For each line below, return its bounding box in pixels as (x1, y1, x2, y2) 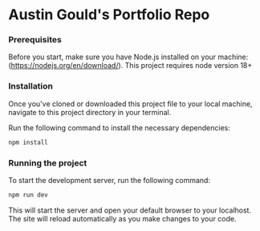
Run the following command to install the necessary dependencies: (8, 122, 231, 133)
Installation (8, 81, 54, 92)
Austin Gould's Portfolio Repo (8, 6, 210, 24)
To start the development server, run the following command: (8, 175, 211, 185)
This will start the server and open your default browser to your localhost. (8, 205, 251, 215)
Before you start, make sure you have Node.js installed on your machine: (8, 52, 249, 62)
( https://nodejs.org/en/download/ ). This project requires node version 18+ (8, 61, 253, 70)
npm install (8, 138, 48, 146)
